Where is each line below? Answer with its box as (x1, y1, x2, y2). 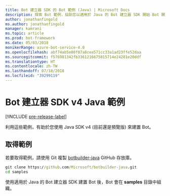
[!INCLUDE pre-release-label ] (5, 113, 67, 119)
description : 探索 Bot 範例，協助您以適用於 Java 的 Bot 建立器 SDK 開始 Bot (5, 12, 159, 17)
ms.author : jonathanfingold (5, 21, 65, 27)
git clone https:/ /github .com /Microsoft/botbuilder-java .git (5, 165, 137, 170)
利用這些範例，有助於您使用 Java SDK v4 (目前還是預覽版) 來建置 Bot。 (5, 124, 154, 130)
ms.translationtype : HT (5, 59, 56, 64)
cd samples (5, 169, 28, 174)
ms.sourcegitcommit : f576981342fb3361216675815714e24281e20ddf (5, 54, 142, 60)
